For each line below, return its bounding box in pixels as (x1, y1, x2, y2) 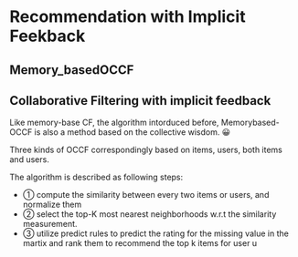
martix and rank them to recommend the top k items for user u (22, 238, 258, 249)
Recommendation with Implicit (9, 6, 246, 27)
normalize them (22, 199, 82, 211)
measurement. (22, 219, 78, 230)
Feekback (9, 26, 86, 46)
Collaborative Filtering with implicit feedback (9, 93, 271, 108)
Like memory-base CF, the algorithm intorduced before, (9, 117, 219, 128)
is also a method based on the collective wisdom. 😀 (34, 127, 231, 138)
